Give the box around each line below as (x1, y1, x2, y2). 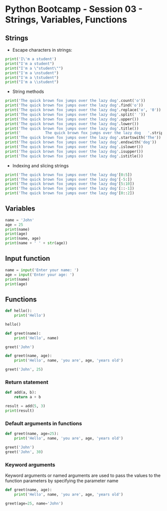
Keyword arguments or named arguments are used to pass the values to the (5, 472, 161, 478)
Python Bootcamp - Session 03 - (5, 3, 143, 15)
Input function (5, 254, 51, 263)
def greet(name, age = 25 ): (5, 431, 59, 437)
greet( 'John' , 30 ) (5, 449, 43, 454)
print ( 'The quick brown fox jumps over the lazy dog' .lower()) (5, 121, 139, 126)
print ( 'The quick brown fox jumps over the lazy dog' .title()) (5, 126, 139, 131)
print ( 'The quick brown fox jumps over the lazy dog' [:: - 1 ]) (5, 186, 135, 191)
